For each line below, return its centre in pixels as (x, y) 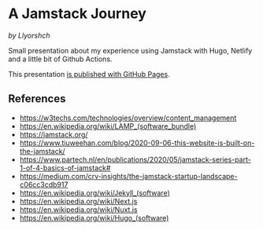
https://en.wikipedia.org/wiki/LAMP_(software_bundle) (108, 126)
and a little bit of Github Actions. (60, 59)
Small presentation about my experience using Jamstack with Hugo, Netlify (130, 50)
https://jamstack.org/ (54, 134)
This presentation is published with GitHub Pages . (89, 74)
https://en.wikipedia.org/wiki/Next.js (78, 201)
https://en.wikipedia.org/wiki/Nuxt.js (78, 210)
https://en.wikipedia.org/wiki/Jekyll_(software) (95, 192)
